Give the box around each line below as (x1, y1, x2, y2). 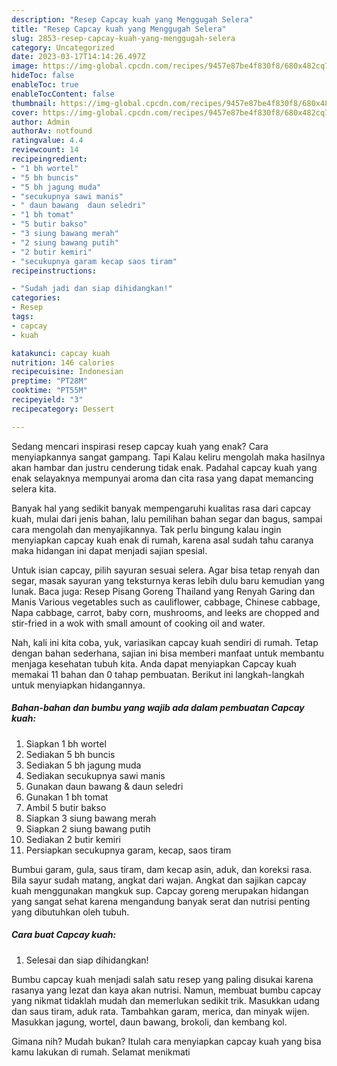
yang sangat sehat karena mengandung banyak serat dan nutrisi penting (11, 895, 311, 907)
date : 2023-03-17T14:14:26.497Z (11, 52, 146, 62)
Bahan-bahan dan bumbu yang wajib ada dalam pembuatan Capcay (11, 702, 305, 714)
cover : (11, 107, 39, 118)
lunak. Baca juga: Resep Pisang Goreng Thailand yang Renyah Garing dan (11, 585, 316, 597)
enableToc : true (11, 80, 79, 90)
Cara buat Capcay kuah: (11, 929, 117, 941)
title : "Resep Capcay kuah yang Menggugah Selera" (11, 24, 227, 34)
